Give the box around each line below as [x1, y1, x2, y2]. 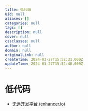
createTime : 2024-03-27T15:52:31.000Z [5, 57, 83, 62]
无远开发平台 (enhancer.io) [12, 101, 66, 107]
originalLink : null [5, 52, 44, 57]
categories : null [5, 20, 40, 26]
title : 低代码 [5, 7, 31, 12]
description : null [5, 30, 42, 35]
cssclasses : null [5, 39, 40, 44]
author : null [5, 43, 31, 48]
